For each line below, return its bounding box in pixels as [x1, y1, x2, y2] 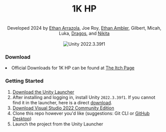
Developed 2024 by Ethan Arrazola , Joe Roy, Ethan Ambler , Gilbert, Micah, [7, 25, 161, 31]
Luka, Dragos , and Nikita [59, 30, 110, 36]
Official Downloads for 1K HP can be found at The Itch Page [12, 65, 134, 71]
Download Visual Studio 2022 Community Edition [12, 105, 114, 111]
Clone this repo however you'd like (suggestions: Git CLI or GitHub [12, 110, 150, 116]
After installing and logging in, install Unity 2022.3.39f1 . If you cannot [12, 94, 155, 100]
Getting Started [5, 77, 44, 84]
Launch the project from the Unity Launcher [12, 121, 103, 127]
